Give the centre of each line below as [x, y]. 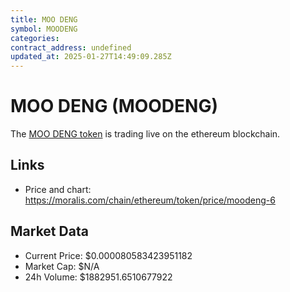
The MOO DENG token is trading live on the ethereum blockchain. [145, 134]
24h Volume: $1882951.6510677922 [98, 277]
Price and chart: [58, 189]
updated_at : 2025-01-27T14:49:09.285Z [91, 57]
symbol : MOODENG [44, 29]
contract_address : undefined [71, 47]
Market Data [49, 231]
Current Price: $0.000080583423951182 [108, 255]
